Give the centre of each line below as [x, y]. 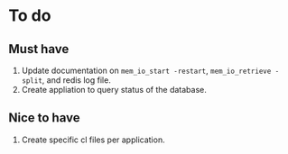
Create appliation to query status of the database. [114, 90]
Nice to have [44, 118]
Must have [39, 49]
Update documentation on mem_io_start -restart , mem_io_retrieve [146, 70]
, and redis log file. [77, 80]
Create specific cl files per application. [93, 140]
